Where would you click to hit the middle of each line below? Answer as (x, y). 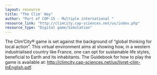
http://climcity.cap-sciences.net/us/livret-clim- (94, 62)
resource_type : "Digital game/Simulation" (49, 28)
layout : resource (23, 9)
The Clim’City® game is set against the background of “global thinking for (78, 41)
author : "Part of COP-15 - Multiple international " (60, 19)
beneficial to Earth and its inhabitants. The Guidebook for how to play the (78, 57)
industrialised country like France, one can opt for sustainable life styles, (78, 52)
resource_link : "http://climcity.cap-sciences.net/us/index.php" (72, 23)
